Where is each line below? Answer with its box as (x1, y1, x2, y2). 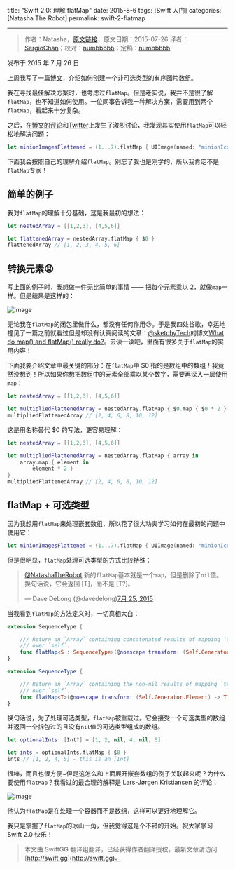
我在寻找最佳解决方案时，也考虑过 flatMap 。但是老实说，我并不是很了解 (7, 88, 213, 97)
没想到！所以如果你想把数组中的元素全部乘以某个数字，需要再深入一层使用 (13, 370, 228, 379)
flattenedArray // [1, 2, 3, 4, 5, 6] (7, 241, 120, 249)
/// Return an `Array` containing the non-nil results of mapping (20, 680, 218, 687)
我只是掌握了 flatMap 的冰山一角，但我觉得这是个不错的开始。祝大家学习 (7, 821, 213, 830)
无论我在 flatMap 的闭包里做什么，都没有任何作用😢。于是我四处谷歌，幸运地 (7, 320, 226, 328)
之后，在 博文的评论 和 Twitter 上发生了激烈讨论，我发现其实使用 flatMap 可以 (7, 121, 221, 129)
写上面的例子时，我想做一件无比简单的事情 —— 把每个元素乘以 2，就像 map (7, 283, 222, 291)
